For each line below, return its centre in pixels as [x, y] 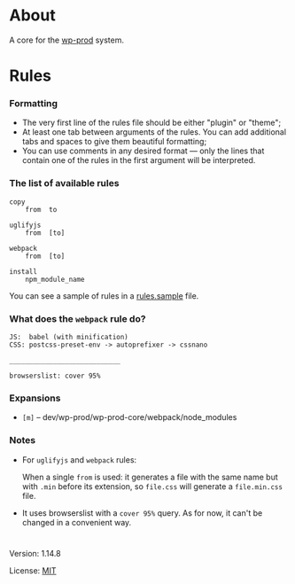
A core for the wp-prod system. [67, 40]
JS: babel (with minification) [69, 338]
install [23, 271]
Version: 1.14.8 [35, 553]
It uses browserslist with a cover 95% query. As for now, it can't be [142, 513]
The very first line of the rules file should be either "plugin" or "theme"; [151, 123]
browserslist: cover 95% [55, 376]
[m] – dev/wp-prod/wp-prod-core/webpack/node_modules [129, 417]
